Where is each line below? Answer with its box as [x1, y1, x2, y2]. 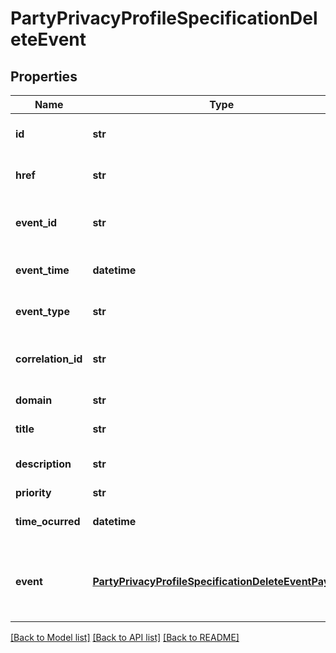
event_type [15, 305, 70, 318]
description [15, 457, 72, 471]
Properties [10, 68, 78, 85]
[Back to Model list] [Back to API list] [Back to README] [10, 632, 240, 643]
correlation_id [15, 352, 83, 366]
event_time [15, 263, 70, 277]
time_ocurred [15, 515, 81, 528]
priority [15, 486, 52, 499]
